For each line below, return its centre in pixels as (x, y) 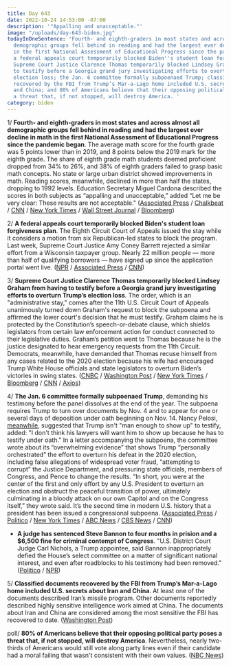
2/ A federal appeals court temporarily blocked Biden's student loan (106, 223)
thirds (15, 647)
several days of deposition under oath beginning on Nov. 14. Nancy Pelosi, (112, 418)
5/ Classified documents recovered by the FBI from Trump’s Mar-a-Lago (112, 583)
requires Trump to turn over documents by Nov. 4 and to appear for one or (113, 410)
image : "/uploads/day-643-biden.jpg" (61, 33)
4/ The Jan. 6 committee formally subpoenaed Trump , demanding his (108, 396)
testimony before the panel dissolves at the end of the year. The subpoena (113, 403)
